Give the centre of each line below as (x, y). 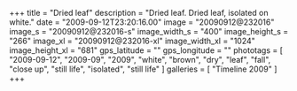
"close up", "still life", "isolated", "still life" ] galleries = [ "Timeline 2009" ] (143, 69)
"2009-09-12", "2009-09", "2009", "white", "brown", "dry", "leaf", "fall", (140, 60)
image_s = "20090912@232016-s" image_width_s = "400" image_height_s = (149, 31)
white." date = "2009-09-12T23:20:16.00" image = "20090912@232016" (142, 22)
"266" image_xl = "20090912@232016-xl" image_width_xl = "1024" (132, 41)
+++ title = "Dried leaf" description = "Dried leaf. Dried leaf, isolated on (139, 13)
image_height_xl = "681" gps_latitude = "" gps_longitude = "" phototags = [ (146, 50)
